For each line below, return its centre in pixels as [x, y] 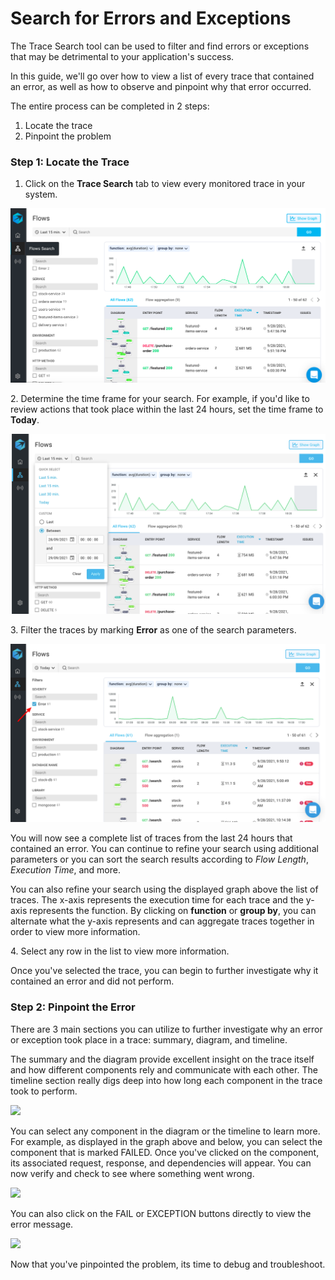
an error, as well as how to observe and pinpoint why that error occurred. [161, 86]
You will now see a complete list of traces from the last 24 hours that [151, 838]
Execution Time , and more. [65, 870]
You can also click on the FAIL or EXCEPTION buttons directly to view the [161, 1213]
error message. [42, 1224]
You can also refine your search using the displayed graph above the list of [164, 889]
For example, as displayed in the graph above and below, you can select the [166, 1141]
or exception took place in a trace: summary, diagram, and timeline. [149, 1039]
